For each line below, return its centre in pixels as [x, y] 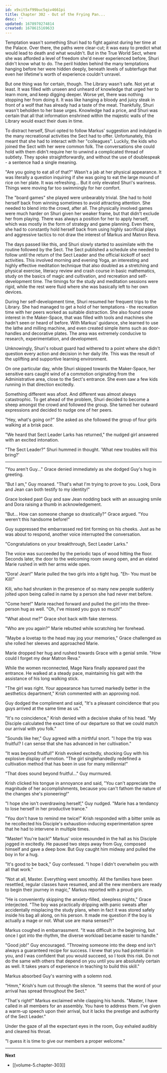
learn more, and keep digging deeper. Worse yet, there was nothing [74, 95]
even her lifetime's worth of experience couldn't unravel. [63, 74]
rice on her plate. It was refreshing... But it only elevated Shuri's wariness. [81, 183]
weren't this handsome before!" [38, 519]
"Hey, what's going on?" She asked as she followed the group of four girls [81, 420]
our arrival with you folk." [31, 729]
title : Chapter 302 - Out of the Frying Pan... [55, 14]
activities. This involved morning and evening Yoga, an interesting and [77, 260]
